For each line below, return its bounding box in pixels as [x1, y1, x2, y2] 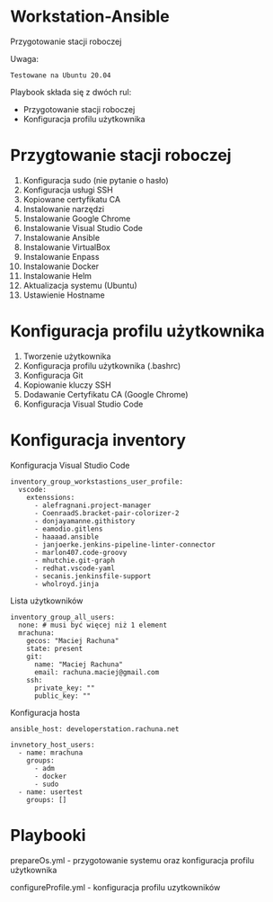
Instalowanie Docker [22, 261, 100, 272]
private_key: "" [33, 683, 95, 692]
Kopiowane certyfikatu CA [22, 193, 120, 204]
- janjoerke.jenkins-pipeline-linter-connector [33, 540, 216, 549]
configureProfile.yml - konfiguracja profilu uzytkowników [10, 881, 221, 892]
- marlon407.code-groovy [33, 548, 128, 557]
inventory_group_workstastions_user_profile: [10, 477, 183, 487]
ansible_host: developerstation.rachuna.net [10, 724, 180, 734]
